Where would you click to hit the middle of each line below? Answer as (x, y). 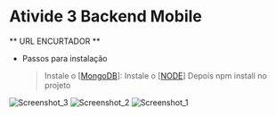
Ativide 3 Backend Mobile (106, 17)
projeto (57, 85)
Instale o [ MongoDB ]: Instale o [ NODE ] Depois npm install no (155, 75)
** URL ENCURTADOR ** (55, 41)
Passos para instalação (65, 58)
